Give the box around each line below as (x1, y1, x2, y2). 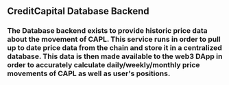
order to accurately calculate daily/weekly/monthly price (7, 60, 200, 70)
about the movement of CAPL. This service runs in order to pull (7, 34, 221, 44)
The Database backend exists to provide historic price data (7, 26, 208, 36)
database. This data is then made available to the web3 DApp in (7, 51, 223, 61)
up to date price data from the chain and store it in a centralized (7, 43, 222, 53)
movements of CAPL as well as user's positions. (7, 69, 171, 78)
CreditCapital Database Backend (7, 5, 149, 17)
